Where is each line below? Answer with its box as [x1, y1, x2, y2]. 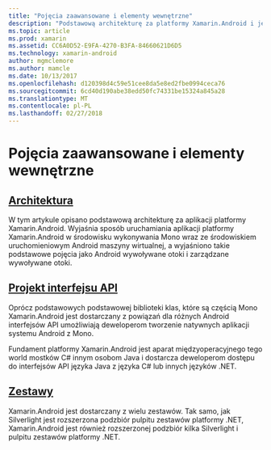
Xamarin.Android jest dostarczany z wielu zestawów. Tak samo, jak [8, 406, 231, 416]
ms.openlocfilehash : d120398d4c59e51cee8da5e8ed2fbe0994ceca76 [8, 79, 226, 87]
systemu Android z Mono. [8, 328, 94, 338]
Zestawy [8, 385, 54, 398]
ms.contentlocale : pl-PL [8, 102, 92, 110]
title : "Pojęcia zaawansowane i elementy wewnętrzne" [8, 11, 194, 20]
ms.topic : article [8, 27, 70, 35]
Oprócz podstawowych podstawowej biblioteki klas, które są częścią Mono [8, 302, 258, 312]
